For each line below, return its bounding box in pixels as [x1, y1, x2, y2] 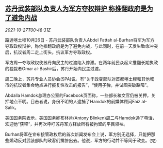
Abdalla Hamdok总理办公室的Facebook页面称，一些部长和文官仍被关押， [5, 92, 151, 98]
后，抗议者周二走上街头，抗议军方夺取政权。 [5, 49, 95, 55]
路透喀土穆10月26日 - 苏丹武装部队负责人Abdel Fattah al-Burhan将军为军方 [5, 37, 155, 43]
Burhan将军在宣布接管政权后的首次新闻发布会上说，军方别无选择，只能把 [5, 131, 151, 137]
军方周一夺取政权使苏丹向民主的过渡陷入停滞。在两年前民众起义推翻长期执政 [5, 59, 158, 65]
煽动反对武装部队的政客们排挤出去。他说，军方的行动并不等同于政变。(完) [9, 137, 157, 143]
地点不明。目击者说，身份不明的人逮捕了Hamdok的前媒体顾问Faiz [9, 98, 141, 104]
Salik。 [5, 104, 19, 111]
